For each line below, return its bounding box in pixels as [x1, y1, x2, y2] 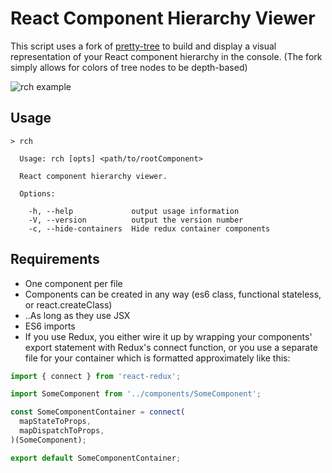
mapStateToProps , [19, 417, 92, 427]
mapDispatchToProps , [19, 426, 105, 436]
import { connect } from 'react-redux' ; [10, 371, 182, 381]
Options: [19, 188, 56, 199]
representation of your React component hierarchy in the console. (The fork [10, 50, 323, 62]
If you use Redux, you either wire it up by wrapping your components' [24, 330, 313, 342]
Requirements [10, 251, 100, 268]
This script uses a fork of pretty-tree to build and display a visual [10, 40, 277, 52]
